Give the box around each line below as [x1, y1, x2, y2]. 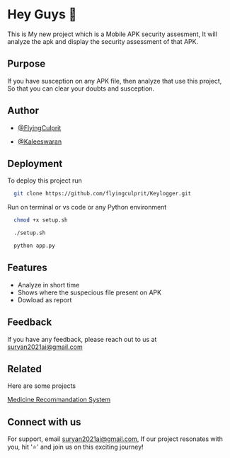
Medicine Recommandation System [7, 396, 111, 404]
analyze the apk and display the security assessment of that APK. [7, 37, 199, 45]
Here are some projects [7, 382, 76, 390]
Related [7, 362, 42, 374]
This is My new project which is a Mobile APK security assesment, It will [7, 30, 218, 38]
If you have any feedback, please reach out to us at [7, 335, 157, 343]
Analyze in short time [17, 280, 80, 289]
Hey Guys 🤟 [7, 6, 77, 23]
